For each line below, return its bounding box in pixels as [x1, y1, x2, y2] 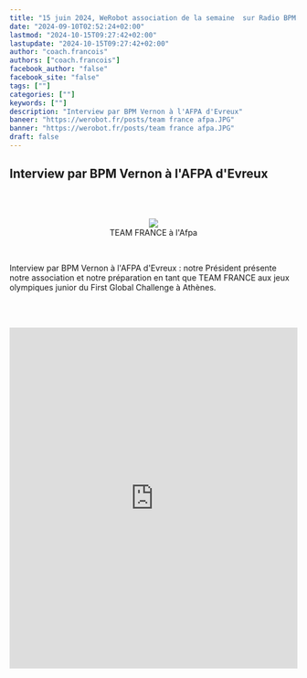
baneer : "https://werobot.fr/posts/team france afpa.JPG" [9, 115, 235, 124]
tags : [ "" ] [9, 81, 51, 90]
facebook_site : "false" [9, 73, 101, 82]
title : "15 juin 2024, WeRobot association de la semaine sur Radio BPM [9, 13, 297, 23]
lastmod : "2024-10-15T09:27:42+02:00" [9, 30, 157, 39]
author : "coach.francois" [9, 48, 108, 57]
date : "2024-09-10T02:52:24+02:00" [9, 22, 145, 31]
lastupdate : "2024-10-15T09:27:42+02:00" [9, 38, 170, 48]
